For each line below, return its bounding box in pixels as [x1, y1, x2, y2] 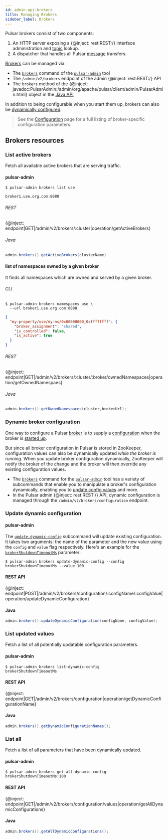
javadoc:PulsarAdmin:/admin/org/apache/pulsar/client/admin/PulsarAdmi [12, 86, 163, 92]
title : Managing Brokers [5, 12, 57, 17]
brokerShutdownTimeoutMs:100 [5, 774, 66, 779]
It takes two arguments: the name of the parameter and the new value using [5, 539, 162, 545]
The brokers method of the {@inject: [12, 81, 88, 87]
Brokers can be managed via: [5, 61, 66, 67]
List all [5, 735, 22, 742]
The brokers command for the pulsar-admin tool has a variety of [12, 476, 145, 482]
